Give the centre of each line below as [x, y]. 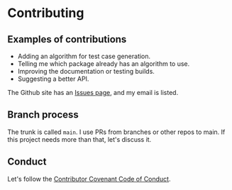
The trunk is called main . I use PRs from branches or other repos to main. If [116, 132]
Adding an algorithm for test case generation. [84, 56]
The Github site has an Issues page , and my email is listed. [93, 93]
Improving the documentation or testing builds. [86, 71]
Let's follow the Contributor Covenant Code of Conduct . [89, 179]
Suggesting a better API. [53, 79]
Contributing [46, 13]
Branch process [43, 115]
